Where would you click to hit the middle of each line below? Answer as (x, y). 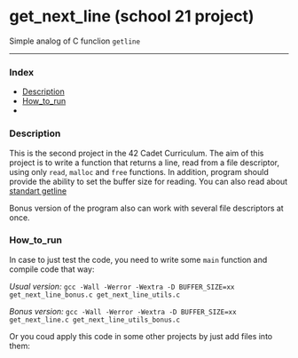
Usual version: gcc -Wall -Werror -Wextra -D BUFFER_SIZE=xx (122, 286)
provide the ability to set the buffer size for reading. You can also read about (149, 181)
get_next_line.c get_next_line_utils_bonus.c (94, 320)
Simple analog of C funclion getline (74, 41)
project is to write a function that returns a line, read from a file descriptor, (144, 163)
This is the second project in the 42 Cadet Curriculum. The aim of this (137, 153)
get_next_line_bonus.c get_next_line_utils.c (94, 295)
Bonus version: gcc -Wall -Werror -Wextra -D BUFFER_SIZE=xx (123, 311)
